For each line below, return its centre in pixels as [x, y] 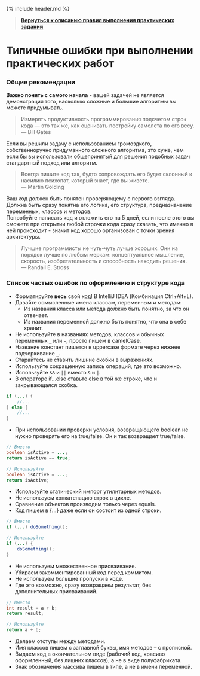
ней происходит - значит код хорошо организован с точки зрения [90, 230]
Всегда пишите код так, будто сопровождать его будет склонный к [107, 174]
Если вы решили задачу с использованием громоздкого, [79, 144]
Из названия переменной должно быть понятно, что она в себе [105, 321]
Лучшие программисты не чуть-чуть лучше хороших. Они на [99, 248]
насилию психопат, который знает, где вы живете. [85, 181]
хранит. [33, 328]
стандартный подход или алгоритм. [52, 163]
